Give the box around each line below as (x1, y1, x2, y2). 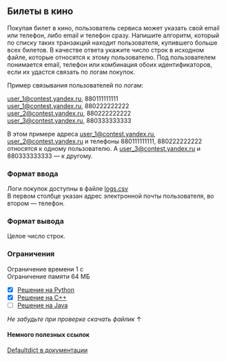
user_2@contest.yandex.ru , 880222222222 (7, 109, 132, 117)
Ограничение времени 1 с (7, 265, 84, 273)
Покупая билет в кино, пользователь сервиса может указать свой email (7, 23, 220, 32)
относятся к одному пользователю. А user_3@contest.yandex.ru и (7, 144, 201, 152)
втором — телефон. (7, 199, 65, 207)
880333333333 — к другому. (7, 152, 93, 160)
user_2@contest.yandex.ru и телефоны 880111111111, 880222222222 (7, 137, 203, 145)
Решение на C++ (17, 293, 67, 302)
